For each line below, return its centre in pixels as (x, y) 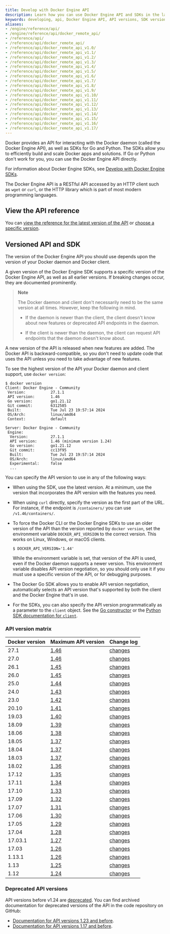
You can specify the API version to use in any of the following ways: (76, 477)
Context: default (37, 419)
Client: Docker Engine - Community (43, 388)
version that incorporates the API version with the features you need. (84, 493)
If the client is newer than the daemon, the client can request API (93, 333)
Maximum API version (77, 642)
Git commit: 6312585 (37, 406)
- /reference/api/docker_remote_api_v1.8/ (51, 85)
